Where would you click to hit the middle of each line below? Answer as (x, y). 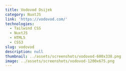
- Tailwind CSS (25, 28)
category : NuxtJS (23, 14)
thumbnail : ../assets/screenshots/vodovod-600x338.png (63, 56)
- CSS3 (16, 42)
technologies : (20, 24)
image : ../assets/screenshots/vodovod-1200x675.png (60, 61)
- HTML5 (18, 38)
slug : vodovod (20, 47)
